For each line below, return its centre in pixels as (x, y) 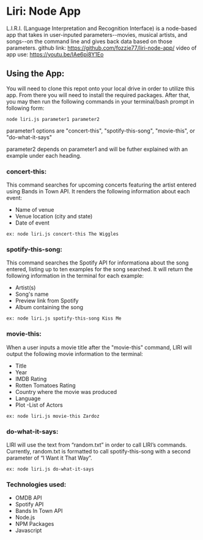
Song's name (32, 294)
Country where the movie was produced (66, 391)
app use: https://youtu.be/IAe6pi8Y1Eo (55, 54)
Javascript (28, 530)
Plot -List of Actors (39, 405)
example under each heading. (44, 155)
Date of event (32, 223)
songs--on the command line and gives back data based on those (89, 41)
